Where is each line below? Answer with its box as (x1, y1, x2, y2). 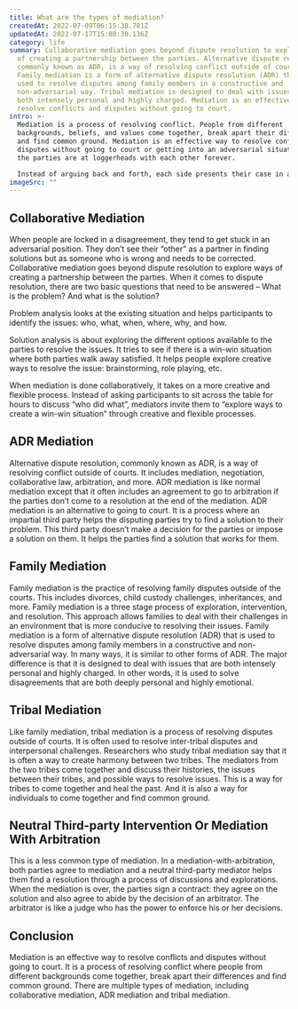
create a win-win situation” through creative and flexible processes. (9, 409, 257, 419)
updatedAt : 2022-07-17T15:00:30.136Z (9, 29, 149, 38)
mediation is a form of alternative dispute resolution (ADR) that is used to (9, 630, 276, 640)
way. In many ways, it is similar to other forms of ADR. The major (51, 648, 288, 659)
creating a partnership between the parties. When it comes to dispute (9, 272, 263, 282)
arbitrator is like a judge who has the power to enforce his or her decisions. (9, 902, 284, 913)
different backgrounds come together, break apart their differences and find (9, 971, 286, 981)
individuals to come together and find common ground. (9, 792, 211, 803)
